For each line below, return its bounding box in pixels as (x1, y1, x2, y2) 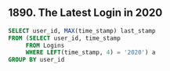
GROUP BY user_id (8, 56, 65, 64)
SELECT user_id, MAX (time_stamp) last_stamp (8, 27, 156, 34)
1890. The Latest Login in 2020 (8, 6, 163, 20)
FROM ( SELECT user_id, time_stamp (8, 34, 121, 42)
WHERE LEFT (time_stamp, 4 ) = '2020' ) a (25, 48, 156, 57)
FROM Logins (25, 41, 65, 49)
